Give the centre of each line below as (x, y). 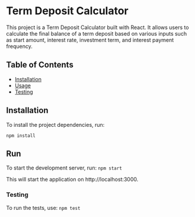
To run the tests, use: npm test (43, 208)
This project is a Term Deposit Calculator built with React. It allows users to (97, 27)
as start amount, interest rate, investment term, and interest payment (90, 40)
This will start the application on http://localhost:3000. (72, 180)
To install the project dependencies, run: (55, 125)
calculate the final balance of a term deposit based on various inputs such (97, 33)
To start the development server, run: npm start (64, 168)
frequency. (19, 46)
